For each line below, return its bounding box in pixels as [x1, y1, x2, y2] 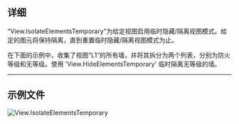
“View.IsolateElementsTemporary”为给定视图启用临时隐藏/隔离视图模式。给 [7, 27, 228, 35]
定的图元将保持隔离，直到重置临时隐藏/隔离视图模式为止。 [7, 35, 179, 44]
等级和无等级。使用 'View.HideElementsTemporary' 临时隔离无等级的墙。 [7, 60, 221, 68]
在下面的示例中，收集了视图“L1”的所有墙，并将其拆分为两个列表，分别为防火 [7, 50, 231, 59]
